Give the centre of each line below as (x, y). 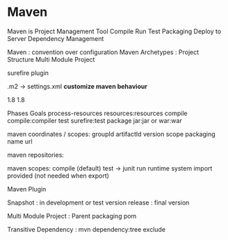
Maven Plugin (27, 189)
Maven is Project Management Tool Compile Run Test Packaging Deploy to (114, 31)
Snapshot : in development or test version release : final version (98, 203)
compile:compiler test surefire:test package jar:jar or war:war (95, 120)
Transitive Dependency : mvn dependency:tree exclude (86, 229)
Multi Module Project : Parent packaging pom (72, 216)
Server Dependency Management (56, 38)
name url (20, 141)
